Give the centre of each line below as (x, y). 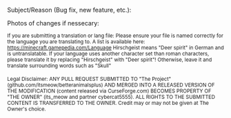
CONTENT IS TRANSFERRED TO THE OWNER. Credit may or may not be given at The (108, 103)
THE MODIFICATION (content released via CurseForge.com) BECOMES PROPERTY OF (109, 91)
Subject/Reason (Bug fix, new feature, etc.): (69, 10)
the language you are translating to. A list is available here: (76, 42)
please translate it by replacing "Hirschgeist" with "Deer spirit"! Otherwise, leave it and (110, 60)
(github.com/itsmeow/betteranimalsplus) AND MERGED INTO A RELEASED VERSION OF (111, 85)
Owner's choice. (27, 109)
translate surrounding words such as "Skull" (59, 66)
